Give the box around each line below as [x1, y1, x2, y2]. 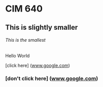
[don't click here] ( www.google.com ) [5, 75, 98, 82]
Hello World [5, 52, 30, 58]
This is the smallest [5, 37, 46, 43]
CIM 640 [5, 3, 43, 15]
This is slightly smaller [5, 23, 78, 32]
